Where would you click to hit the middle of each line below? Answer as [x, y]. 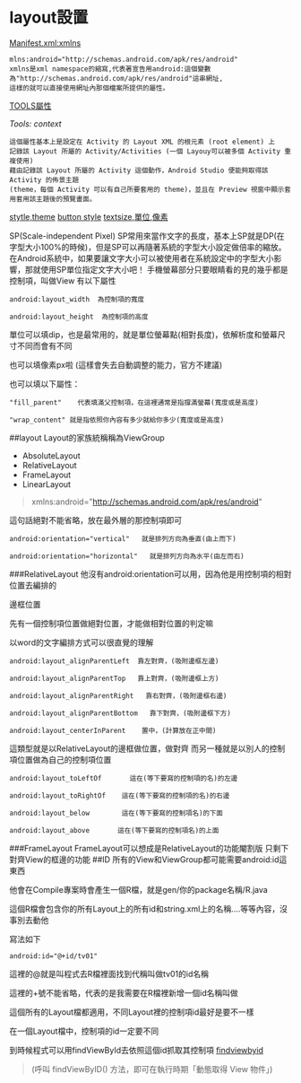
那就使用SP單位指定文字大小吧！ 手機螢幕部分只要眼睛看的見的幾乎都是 [156, 269]
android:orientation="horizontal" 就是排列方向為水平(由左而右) [127, 556]
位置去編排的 [33, 585]
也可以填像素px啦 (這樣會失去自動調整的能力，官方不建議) [116, 364]
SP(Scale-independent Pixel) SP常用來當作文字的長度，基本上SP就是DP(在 [147, 236]
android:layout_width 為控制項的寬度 [77, 299]
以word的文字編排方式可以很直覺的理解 [82, 642]
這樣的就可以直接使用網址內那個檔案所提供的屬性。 [90, 88]
